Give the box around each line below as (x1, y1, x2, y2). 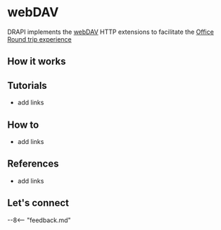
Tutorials (7, 79, 47, 92)
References (7, 158, 59, 170)
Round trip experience (7, 35, 72, 43)
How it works (7, 56, 66, 68)
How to (7, 119, 39, 131)
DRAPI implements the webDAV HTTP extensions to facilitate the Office (7, 28, 215, 36)
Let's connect (7, 197, 69, 209)
